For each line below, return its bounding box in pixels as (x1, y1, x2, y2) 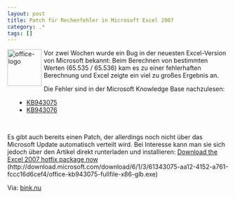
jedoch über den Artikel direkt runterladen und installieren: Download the (7, 148, 218, 156)
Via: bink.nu (7, 183, 42, 192)
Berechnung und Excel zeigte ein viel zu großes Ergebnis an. (43, 71, 220, 80)
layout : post (7, 10, 46, 17)
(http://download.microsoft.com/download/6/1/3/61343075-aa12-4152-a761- (7, 162, 229, 171)
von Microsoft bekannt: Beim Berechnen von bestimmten (43, 57, 208, 65)
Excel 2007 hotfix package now (7, 155, 98, 164)
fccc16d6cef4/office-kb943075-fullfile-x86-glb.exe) (7, 170, 159, 178)
